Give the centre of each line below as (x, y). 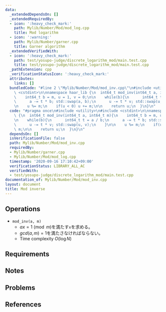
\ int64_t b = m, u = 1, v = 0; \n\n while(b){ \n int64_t (86, 97)
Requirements (27, 254)
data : (11, 10)
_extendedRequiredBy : (32, 19)
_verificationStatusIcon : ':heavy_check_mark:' (60, 74)
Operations (23, 209)
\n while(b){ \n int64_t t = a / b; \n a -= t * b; (81, 120)
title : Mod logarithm (36, 33)
